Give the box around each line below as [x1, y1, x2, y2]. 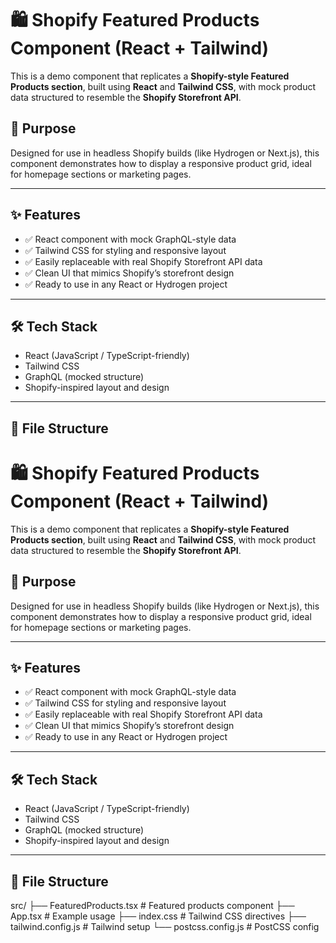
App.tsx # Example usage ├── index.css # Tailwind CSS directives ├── [10, 910, 307, 922]
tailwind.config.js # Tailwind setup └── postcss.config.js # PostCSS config [10, 920, 320, 932]
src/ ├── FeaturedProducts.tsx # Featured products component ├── [10, 899, 295, 911]
